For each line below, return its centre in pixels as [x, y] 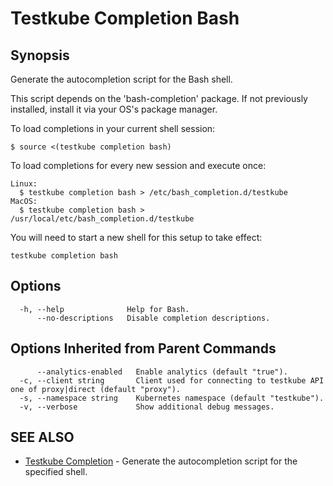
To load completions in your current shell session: [113, 128]
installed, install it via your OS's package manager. [114, 109]
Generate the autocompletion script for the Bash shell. [121, 79]
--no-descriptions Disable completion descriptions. [153, 318]
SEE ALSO [42, 437]
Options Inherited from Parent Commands [143, 348]
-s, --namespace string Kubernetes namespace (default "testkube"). [172, 398]
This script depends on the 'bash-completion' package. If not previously [159, 98]
